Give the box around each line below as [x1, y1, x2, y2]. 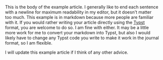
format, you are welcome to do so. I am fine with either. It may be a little [5, 25, 149, 30]
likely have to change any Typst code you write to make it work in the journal [5, 35, 160, 41]
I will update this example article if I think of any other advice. [5, 49, 128, 55]
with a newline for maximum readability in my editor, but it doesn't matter [5, 9, 152, 15]
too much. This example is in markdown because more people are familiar [5, 15, 154, 20]
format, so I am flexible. [5, 40, 53, 45]
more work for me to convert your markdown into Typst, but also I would [5, 30, 150, 35]
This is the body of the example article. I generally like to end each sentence [5, 4, 159, 10]
